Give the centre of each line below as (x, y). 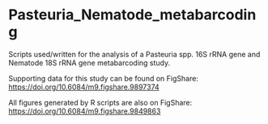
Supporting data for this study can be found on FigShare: (103, 78)
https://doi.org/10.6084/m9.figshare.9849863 (85, 111)
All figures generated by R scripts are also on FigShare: (100, 102)
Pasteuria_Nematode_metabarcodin (132, 15)
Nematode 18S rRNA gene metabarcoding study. (89, 63)
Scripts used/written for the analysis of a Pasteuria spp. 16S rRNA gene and (134, 54)
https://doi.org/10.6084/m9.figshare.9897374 (84, 87)
